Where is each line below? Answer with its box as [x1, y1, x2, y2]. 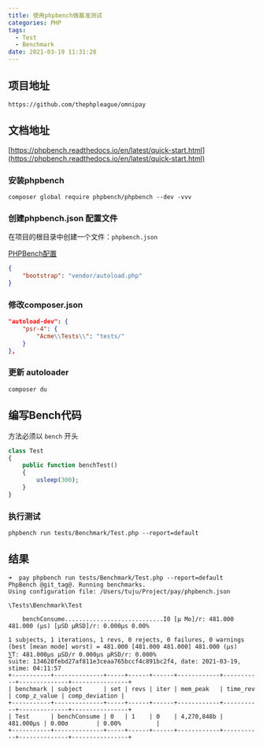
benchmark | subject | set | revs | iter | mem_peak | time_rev [15, 685, 256, 693]
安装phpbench [8, 175, 65, 186]
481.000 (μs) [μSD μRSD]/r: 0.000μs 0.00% [8, 622, 150, 630]
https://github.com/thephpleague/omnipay [8, 100, 146, 109]
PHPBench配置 [8, 249, 57, 258]
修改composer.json [8, 299, 83, 310]
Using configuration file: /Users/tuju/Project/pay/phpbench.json [8, 587, 231, 595]
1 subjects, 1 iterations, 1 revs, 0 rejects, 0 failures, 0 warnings [8, 635, 245, 644]
